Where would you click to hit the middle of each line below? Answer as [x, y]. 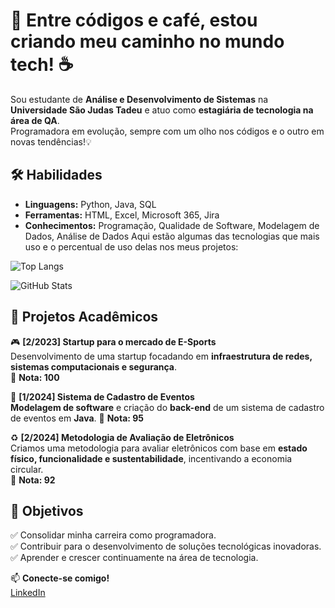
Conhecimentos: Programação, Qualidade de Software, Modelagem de [172, 225]
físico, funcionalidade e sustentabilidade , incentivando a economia [151, 458]
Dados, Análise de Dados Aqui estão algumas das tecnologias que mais [172, 236]
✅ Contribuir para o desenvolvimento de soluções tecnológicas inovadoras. [166, 546]
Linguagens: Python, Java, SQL [90, 204]
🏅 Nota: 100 [35, 377]
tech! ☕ [42, 65]
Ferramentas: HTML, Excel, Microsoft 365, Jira [122, 215]
